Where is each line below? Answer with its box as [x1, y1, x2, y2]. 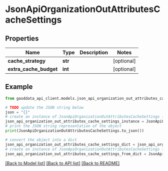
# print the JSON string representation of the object [5, 124, 122, 129]
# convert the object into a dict [5, 137, 77, 142]
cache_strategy [7, 58, 46, 64]
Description [79, 49, 108, 56]
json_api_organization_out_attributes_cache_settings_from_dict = [5, 151, 146, 156]
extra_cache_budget [7, 66, 58, 72]
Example [5, 83, 33, 91]
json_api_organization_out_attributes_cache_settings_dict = [5, 142, 135, 147]
